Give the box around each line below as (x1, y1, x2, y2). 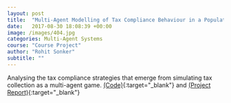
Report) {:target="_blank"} (7, 88, 80, 96)
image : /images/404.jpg (7, 29, 76, 36)
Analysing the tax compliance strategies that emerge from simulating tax (7, 73, 213, 82)
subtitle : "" (7, 55, 45, 62)
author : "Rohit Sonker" (7, 49, 76, 56)
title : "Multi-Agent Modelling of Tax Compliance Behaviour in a (7, 16, 201, 23)
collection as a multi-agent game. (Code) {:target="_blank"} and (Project (7, 80, 211, 89)
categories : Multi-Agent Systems (7, 36, 103, 43)
